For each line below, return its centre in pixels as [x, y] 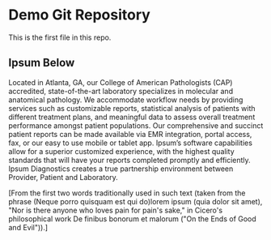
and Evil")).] [28, 227]
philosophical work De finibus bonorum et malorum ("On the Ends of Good [132, 219]
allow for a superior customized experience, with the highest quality [121, 151]
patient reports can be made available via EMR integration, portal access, [130, 134]
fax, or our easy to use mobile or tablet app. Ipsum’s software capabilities [131, 143]
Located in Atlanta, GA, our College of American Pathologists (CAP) [121, 82]
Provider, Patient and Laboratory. [64, 177]
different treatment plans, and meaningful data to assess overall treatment [132, 117]
